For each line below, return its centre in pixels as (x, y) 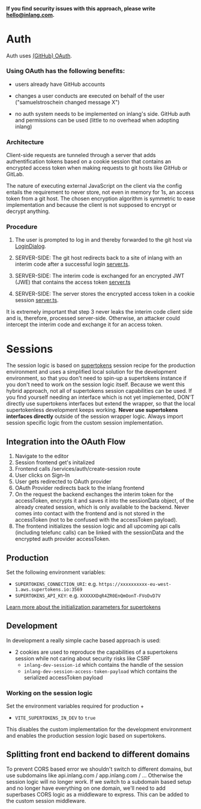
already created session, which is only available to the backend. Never (102, 507)
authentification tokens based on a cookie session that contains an (89, 161)
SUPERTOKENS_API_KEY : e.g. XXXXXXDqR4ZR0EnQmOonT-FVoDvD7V (88, 595)
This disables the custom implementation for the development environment (99, 729)
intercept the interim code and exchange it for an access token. (85, 324)
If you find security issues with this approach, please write (81, 8)
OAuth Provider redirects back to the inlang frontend (80, 488)
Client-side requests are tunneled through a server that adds (81, 155)
